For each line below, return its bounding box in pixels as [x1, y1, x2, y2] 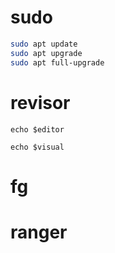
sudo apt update [10, 39, 78, 49]
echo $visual [10, 142, 65, 152]
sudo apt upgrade [10, 48, 83, 58]
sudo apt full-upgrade [10, 57, 105, 68]
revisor [10, 91, 71, 114]
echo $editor [10, 124, 65, 135]
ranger [10, 221, 68, 243]
